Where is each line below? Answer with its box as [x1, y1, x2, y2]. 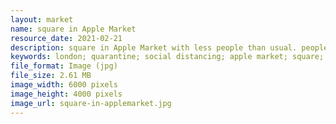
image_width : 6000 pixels [10, 80, 118, 90]
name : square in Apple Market [10, 24, 137, 34]
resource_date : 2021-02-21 [10, 33, 123, 43]
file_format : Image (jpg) [10, 61, 118, 71]
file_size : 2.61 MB [10, 71, 92, 81]
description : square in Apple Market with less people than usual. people [10, 42, 329, 53]
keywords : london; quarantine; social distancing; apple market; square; [10, 52, 325, 62]
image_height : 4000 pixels [10, 89, 123, 99]
